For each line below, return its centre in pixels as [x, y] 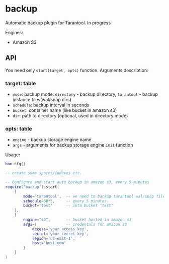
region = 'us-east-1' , [54, 238]
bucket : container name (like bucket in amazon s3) [65, 110]
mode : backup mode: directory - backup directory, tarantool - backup [85, 94]
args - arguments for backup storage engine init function [73, 145]
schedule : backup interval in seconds [51, 105]
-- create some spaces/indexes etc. [44, 173]
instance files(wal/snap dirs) [42, 100]
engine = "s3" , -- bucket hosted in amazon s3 [77, 220]
